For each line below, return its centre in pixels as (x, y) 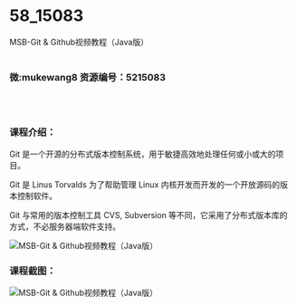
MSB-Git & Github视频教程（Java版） (79, 42)
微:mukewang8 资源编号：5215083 (87, 77)
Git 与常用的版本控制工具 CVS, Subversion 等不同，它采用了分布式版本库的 (148, 215)
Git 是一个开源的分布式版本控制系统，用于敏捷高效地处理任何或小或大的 (143, 154)
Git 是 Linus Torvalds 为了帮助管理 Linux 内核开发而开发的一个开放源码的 (145, 184)
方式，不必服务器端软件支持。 (65, 226)
